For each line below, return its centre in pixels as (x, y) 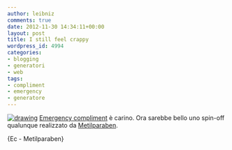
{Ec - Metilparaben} (36, 139)
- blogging (23, 59)
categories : (24, 53)
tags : (15, 78)
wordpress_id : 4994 (36, 46)
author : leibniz (31, 14)
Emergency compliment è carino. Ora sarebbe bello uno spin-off (132, 118)
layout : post (26, 33)
